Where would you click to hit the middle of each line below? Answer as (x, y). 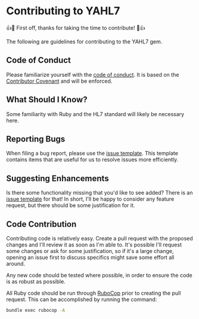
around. (16, 264)
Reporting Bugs (36, 139)
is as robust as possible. (36, 282)
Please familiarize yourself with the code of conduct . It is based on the (93, 74)
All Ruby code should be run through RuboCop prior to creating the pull (94, 293)
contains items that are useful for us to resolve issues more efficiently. (92, 159)
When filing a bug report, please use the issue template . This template (92, 154)
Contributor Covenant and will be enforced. (59, 81)
